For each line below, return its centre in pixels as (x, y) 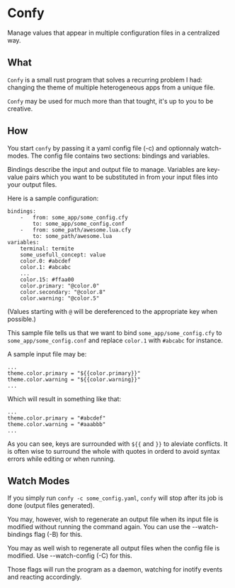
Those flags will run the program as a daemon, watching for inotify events (115, 570)
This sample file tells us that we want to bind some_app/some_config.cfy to (115, 332)
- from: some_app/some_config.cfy (74, 217)
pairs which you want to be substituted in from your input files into (121, 177)
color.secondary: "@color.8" (63, 292)
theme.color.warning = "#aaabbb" (57, 424)
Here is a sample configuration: (53, 198)
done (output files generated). (51, 506)
